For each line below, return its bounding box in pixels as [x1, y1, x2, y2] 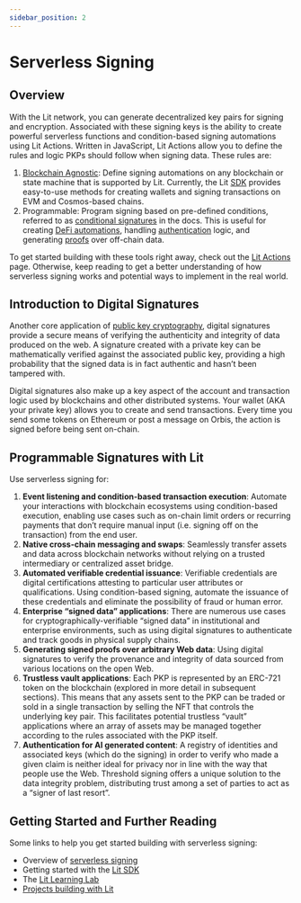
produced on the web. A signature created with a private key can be [9, 339, 261, 351]
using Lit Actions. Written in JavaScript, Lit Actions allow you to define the [9, 140, 283, 151]
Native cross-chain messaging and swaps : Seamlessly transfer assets [22, 539, 288, 550]
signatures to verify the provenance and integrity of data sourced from [22, 654, 284, 665]
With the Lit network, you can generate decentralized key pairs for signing [9, 112, 284, 122]
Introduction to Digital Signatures [9, 297, 199, 312]
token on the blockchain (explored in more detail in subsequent [22, 683, 256, 693]
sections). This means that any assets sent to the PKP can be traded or [22, 692, 286, 702]
